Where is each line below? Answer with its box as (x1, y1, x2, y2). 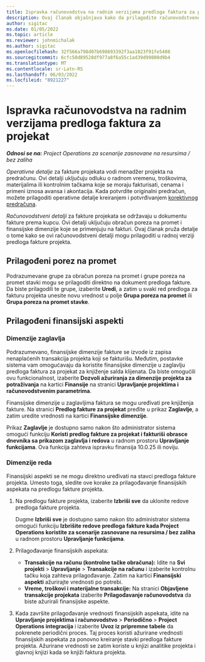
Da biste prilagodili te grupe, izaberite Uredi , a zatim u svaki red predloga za (6, 285, 198, 292)
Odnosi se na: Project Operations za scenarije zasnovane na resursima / (6, 150, 190, 157)
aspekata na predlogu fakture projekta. (6, 485, 104, 493)
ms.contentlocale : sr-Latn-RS (6, 65, 84, 72)
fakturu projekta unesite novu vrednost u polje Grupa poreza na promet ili (6, 292, 192, 299)
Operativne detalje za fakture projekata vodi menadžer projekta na (6, 168, 173, 175)
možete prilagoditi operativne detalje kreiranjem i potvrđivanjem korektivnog (6, 194, 198, 202)
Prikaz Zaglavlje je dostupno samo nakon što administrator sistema (6, 424, 176, 431)
